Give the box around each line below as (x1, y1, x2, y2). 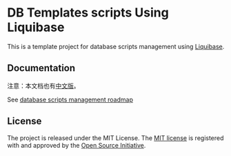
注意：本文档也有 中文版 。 (7, 81, 80, 90)
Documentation (7, 62, 76, 74)
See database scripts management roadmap (7, 95, 133, 104)
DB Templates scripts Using (7, 5, 169, 21)
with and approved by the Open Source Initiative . (7, 141, 146, 149)
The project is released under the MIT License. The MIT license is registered (7, 133, 224, 142)
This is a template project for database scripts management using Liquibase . (7, 42, 225, 50)
